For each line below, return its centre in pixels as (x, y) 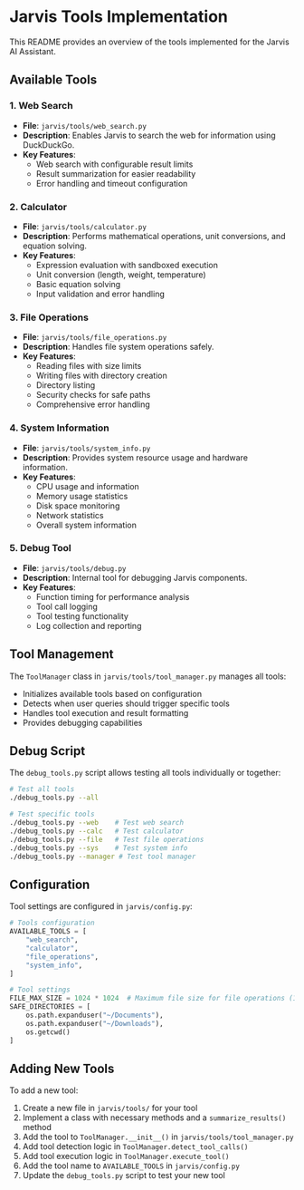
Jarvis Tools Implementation (119, 17)
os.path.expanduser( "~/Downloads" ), (95, 1023)
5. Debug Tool (41, 548)
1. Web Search (42, 106)
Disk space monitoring (78, 506)
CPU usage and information (88, 486)
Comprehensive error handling (93, 404)
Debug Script (47, 751)
